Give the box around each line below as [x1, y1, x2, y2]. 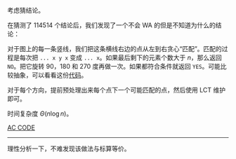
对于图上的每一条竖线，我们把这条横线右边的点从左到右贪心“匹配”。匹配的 [7, 45, 223, 53]
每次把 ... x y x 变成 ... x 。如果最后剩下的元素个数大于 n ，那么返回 [19, 53, 223, 62]
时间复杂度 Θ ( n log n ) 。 [7, 109, 73, 118]
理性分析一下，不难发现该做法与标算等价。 [7, 144, 131, 153]
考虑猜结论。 [7, 6, 44, 14]
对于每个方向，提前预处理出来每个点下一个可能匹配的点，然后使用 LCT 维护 [7, 86, 226, 94]
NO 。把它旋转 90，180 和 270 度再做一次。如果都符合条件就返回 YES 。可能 [7, 62, 221, 70]
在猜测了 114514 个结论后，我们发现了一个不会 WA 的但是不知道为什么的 [7, 21, 216, 29]
